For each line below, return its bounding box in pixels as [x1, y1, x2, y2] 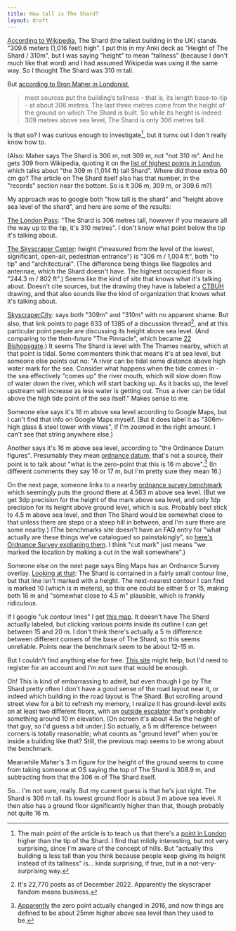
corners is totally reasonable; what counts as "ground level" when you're [7, 729, 218, 738]
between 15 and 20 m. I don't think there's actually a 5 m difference [7, 627, 202, 636]
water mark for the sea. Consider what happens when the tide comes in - [7, 364, 219, 373]
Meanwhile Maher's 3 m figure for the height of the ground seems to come [7, 758, 223, 766]
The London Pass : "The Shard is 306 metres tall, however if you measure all [7, 216, 228, 225]
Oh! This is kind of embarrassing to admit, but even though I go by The [7, 677, 212, 686]
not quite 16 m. [7, 809, 51, 818]
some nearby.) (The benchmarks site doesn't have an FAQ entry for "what [7, 525, 221, 534]
